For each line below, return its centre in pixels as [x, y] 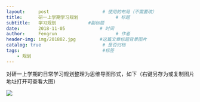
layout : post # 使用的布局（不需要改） [81, 12]
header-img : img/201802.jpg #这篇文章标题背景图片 [77, 39]
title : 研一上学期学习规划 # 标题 [68, 17]
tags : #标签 [60, 51]
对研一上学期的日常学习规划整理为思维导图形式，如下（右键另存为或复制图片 [100, 74]
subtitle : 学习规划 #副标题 [55, 23]
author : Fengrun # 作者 [68, 34]
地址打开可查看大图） [32, 81]
